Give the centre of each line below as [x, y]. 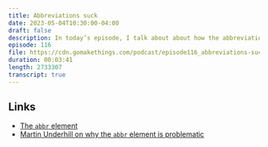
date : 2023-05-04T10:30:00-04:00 [64, 23]
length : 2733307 [35, 68]
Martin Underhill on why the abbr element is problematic [112, 134]
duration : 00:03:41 [41, 60]
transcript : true [37, 75]
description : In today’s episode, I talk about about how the [114, 38]
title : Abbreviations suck [53, 15]
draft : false [30, 30]
